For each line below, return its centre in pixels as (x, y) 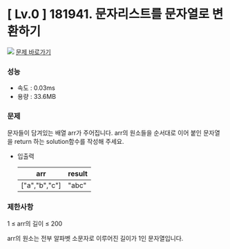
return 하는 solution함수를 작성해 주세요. (69, 141)
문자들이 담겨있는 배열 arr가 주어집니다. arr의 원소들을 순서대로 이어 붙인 (105, 133)
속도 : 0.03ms (36, 88)
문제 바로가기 (33, 52)
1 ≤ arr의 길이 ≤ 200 (35, 223)
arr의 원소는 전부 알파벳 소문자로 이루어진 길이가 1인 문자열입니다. (95, 238)
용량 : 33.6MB (37, 97)
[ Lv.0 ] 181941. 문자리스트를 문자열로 (108, 14)
